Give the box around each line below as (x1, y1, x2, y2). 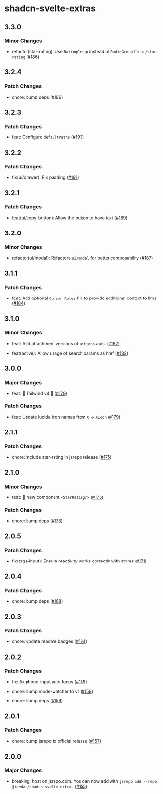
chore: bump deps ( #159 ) (11, 698, 63, 704)
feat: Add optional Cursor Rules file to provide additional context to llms (11, 295, 157, 301)
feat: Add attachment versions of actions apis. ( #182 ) (11, 340, 120, 346)
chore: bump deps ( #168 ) (11, 598, 63, 604)
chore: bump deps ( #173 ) (11, 518, 63, 524)
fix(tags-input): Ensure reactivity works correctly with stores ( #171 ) (11, 558, 147, 564)
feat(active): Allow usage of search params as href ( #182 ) (11, 350, 129, 356)
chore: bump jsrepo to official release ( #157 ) (11, 738, 102, 744)
